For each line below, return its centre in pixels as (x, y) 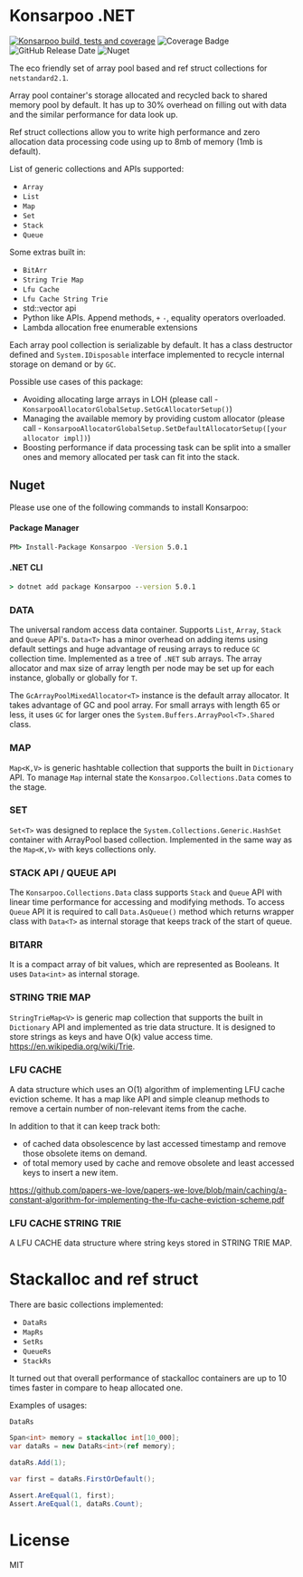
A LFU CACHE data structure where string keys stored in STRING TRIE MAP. (151, 1243)
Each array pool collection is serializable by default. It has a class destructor (151, 344)
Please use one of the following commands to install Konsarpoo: (129, 507)
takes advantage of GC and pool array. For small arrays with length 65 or (145, 705)
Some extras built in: (47, 252)
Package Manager (44, 528)
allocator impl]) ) (57, 438)
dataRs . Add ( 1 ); (38, 1462)
